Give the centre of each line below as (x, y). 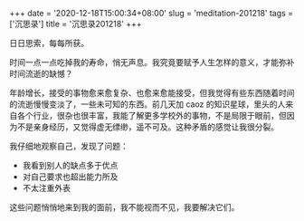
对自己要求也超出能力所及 (70, 177)
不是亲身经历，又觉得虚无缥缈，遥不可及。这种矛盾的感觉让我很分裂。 (147, 127)
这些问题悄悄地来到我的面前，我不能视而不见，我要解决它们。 (124, 207)
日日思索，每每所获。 (49, 43)
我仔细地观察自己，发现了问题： (69, 146)
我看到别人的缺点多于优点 (70, 165)
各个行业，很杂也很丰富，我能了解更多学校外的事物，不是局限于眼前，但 (152, 115)
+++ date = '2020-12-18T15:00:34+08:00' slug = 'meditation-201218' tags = (152, 13)
